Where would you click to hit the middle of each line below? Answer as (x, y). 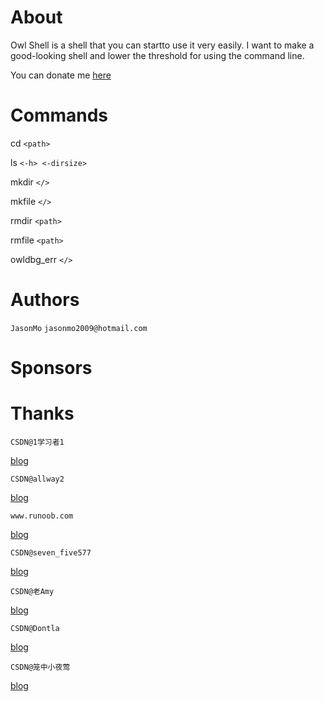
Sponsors (51, 368)
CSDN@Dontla (35, 628)
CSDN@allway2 (37, 479)
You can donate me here (61, 75)
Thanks (42, 413)
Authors (45, 300)
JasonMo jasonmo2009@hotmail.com (79, 328)
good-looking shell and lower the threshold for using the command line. (157, 55)
